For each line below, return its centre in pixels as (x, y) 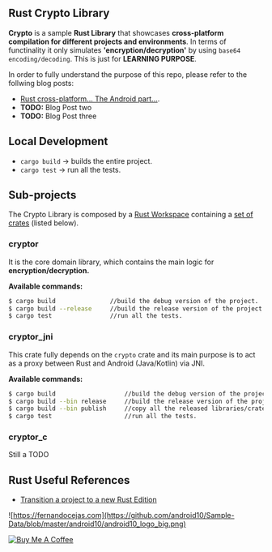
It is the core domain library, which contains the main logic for (111, 262)
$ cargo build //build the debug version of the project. (134, 301)
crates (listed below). (44, 223)
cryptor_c (28, 437)
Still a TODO (29, 455)
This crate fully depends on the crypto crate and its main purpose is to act (132, 354)
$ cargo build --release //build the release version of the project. (137, 308)
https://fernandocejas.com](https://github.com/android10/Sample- (124, 516)
